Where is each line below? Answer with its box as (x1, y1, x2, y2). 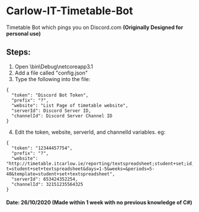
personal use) (6, 30, 41, 37)
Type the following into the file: (14, 75, 91, 82)
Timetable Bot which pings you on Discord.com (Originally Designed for (6, 24, 184, 31)
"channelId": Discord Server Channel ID (11, 113, 113, 119)
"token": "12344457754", (11, 145, 73, 151)
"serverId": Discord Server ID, (11, 108, 92, 114)
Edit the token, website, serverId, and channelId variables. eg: (14, 129, 166, 136)
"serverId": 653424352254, (11, 176, 78, 182)
